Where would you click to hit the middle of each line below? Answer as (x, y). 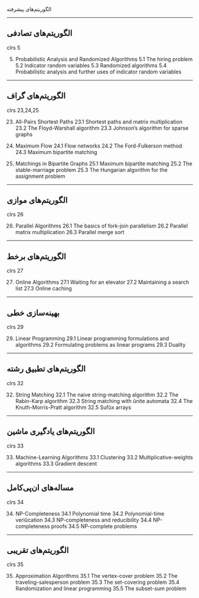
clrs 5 (14, 47)
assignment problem (40, 176)
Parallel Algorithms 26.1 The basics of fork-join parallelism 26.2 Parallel (102, 226)
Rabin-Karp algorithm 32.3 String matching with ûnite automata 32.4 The (104, 401)
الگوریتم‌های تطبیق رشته (46, 369)
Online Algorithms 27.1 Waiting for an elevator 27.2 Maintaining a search (102, 282)
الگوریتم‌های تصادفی (40, 33)
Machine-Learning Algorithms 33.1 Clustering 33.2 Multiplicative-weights (104, 457)
